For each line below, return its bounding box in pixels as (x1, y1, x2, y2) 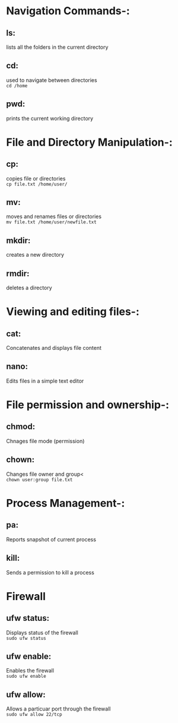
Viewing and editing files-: (6, 305, 139, 318)
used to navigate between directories (6, 76, 97, 84)
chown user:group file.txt (6, 476, 73, 482)
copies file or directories (6, 175, 66, 182)
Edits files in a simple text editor (6, 377, 84, 384)
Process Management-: (6, 496, 125, 510)
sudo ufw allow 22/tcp (6, 712, 62, 718)
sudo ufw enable (6, 673, 46, 680)
